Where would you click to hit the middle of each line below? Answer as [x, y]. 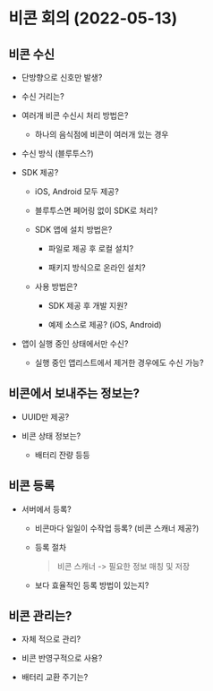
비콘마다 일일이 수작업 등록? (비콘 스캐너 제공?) [117, 528]
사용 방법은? [56, 286]
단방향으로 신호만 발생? [62, 77]
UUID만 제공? [45, 416]
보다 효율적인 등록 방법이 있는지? [92, 585]
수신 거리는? [43, 96]
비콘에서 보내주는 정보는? [74, 393]
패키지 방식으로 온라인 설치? [97, 268]
